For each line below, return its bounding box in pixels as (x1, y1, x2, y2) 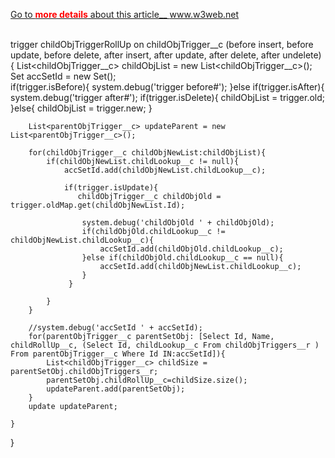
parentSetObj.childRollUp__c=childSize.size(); (46, 375, 248, 385)
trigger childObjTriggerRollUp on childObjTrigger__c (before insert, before (10, 39, 314, 50)
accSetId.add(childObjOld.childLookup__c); (99, 244, 284, 254)
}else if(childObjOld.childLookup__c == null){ (81, 253, 284, 263)
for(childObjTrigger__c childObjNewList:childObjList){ (28, 148, 267, 158)
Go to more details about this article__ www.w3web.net (10, 9, 240, 20)
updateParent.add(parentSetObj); (46, 384, 186, 394)
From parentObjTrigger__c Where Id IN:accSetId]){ (10, 349, 226, 359)
